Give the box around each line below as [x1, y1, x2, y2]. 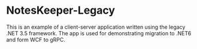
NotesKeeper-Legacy [6, 4, 116, 17]
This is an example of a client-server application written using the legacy [6, 23, 186, 30]
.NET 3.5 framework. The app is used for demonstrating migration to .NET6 [6, 29, 192, 36]
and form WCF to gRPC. [6, 36, 66, 43]
